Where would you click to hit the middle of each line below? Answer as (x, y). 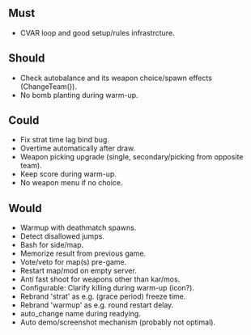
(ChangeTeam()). (48, 86)
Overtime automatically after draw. (78, 148)
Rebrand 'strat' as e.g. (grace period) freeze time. (103, 297)
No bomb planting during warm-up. (79, 95)
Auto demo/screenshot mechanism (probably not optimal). (118, 322)
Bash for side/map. (52, 245)
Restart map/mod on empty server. (79, 271)
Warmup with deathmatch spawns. (78, 228)
